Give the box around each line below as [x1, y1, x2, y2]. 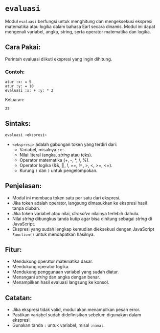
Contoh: [5, 68, 25, 75]
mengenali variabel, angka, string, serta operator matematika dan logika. [5, 28, 151, 34]
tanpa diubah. [12, 205, 41, 211]
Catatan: [5, 294, 32, 302]
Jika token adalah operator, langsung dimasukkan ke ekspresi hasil [12, 200, 147, 206]
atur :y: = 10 [5, 84, 34, 89]
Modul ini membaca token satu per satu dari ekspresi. [12, 194, 121, 200]
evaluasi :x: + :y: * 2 [5, 88, 54, 93]
